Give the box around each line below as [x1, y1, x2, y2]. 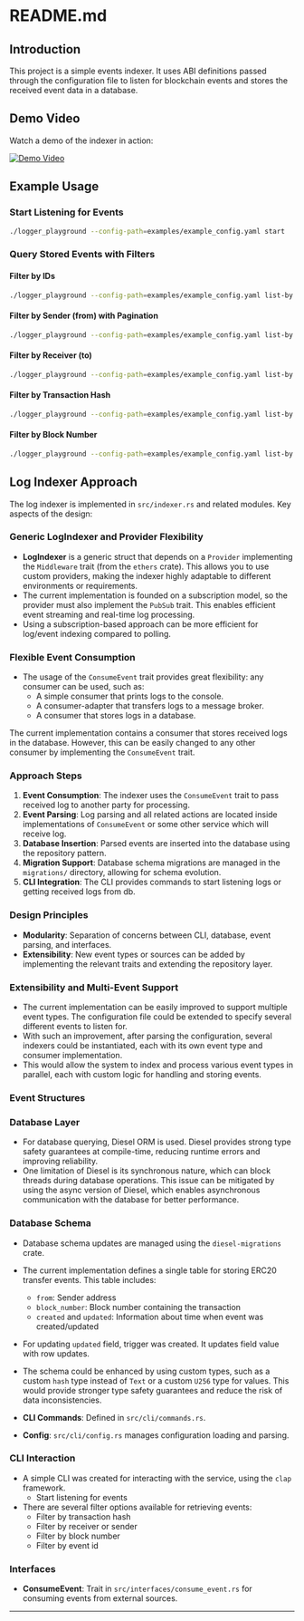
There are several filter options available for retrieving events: [22, 1501, 252, 1512]
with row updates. [22, 1347, 90, 1359]
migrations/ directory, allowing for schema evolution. [22, 867, 222, 878]
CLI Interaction [9, 1452, 76, 1464]
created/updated [35, 1320, 100, 1332]
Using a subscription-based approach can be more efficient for [22, 618, 259, 630]
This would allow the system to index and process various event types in [22, 1059, 294, 1070]
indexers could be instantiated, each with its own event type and [22, 1039, 263, 1051]
